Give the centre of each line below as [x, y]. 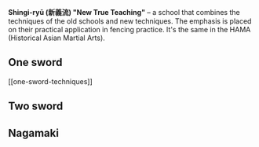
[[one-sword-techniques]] [50, 81]
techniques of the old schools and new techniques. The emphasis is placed [130, 21]
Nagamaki [33, 133]
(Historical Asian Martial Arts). [57, 38]
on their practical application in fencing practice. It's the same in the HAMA [129, 29]
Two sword [36, 107]
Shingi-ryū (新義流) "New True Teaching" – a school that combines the [124, 12]
